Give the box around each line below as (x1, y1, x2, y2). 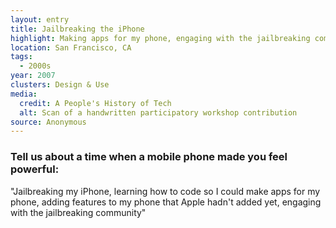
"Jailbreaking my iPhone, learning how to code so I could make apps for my (10, 185, 321, 197)
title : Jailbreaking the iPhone (10, 24, 145, 34)
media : (10, 89, 38, 99)
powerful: (10, 162, 60, 176)
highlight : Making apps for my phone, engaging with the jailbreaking (10, 33, 311, 43)
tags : (10, 52, 33, 62)
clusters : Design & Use (10, 80, 110, 90)
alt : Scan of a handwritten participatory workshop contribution (19, 107, 298, 118)
